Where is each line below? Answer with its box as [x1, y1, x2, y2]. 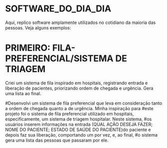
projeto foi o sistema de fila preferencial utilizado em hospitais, [5, 111, 134, 117]
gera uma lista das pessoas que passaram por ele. [5, 137, 109, 143]
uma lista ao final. [5, 90, 41, 96]
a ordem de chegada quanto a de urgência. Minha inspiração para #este [5, 105, 154, 111]
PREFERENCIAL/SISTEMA [5, 53, 114, 64]
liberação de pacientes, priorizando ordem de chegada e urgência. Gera [5, 85, 154, 91]
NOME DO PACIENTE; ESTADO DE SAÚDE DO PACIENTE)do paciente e [5, 127, 151, 133]
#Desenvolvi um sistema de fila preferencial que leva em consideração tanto [5, 100, 163, 106]
